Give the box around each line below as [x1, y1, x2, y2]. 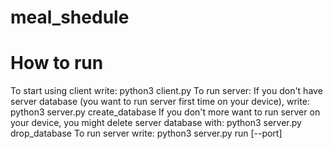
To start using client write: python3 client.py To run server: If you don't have [10, 85, 323, 97]
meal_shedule [10, 6, 130, 29]
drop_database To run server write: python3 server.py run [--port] [10, 127, 283, 140]
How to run [10, 52, 104, 75]
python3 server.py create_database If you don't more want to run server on [10, 106, 321, 118]
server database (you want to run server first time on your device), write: [10, 96, 310, 108]
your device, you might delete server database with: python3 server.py [10, 117, 302, 129]
